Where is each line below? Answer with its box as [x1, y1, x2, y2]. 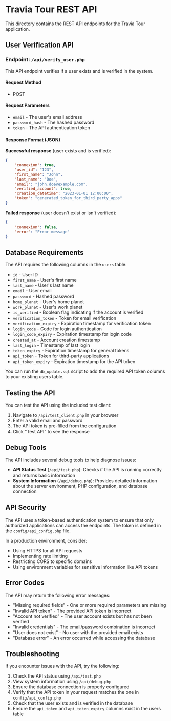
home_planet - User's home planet [12, 299, 84, 305]
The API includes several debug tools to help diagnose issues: [5, 457, 137, 463]
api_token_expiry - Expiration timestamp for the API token [12, 358, 136, 365]
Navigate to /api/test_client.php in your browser [12, 412, 119, 418]
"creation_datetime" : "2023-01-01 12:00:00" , [14, 191, 114, 196]
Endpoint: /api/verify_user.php [5, 56, 85, 63]
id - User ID [12, 272, 38, 278]
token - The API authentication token [12, 125, 91, 131]
